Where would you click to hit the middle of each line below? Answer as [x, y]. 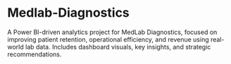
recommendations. [35, 54]
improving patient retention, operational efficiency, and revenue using [108, 39]
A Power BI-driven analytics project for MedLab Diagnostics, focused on [112, 32]
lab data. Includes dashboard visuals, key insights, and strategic [118, 47]
